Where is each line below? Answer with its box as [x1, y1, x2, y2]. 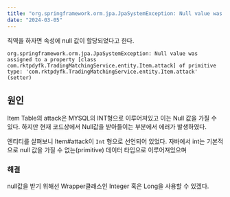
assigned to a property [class [7, 56, 97, 63]
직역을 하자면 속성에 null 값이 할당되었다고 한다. [7, 36, 135, 45]
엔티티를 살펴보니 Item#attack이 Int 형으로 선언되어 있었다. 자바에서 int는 [7, 137, 205, 145]
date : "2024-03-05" [7, 17, 63, 23]
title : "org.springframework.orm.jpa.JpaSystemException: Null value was [7, 10, 223, 17]
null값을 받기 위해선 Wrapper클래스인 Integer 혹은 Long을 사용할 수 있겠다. [7, 182, 209, 190]
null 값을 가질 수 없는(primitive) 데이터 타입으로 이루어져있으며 [19, 146, 187, 154]
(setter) [7, 74, 32, 81]
